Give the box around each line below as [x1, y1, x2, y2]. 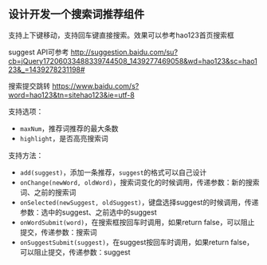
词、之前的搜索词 [19, 187, 77, 197]
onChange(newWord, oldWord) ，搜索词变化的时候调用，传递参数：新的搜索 [19, 177, 260, 187]
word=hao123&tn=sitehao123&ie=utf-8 [8, 90, 135, 100]
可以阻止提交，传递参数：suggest [19, 247, 131, 257]
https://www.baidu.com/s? [51, 81, 139, 90]
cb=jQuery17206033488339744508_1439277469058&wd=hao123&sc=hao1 [8, 56, 257, 65]
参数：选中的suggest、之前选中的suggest [19, 207, 157, 217]
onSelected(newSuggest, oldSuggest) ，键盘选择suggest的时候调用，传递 [19, 197, 259, 207]
